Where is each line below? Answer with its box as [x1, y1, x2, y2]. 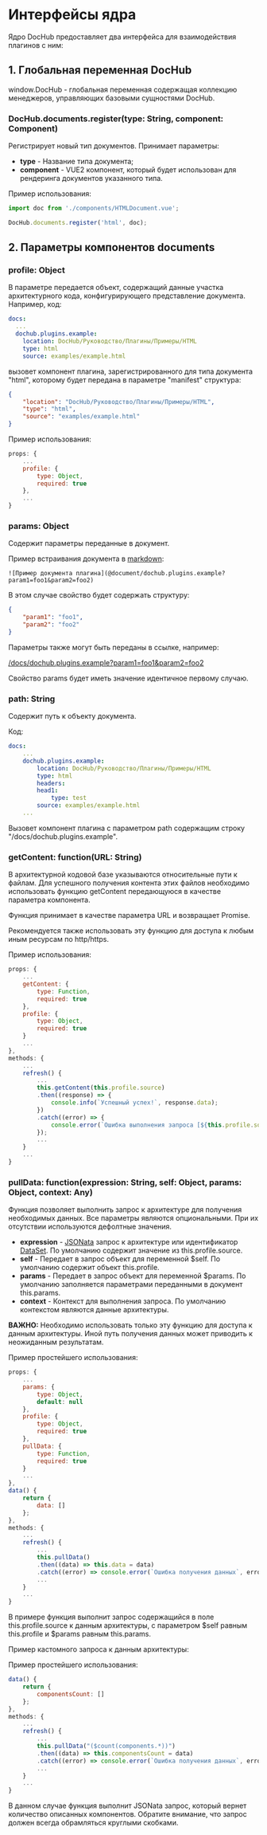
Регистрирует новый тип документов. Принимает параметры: [8, 141, 220, 151]
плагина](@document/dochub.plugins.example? [75, 570, 226, 578]
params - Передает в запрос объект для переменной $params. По [19, 1271, 246, 1280]
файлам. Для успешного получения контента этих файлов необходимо [8, 878, 250, 888]
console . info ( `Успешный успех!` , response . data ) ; [50, 1099, 219, 1107]
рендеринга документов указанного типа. [19, 174, 163, 183]
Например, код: [8, 300, 62, 309]
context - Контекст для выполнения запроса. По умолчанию [19, 1296, 226, 1306]
